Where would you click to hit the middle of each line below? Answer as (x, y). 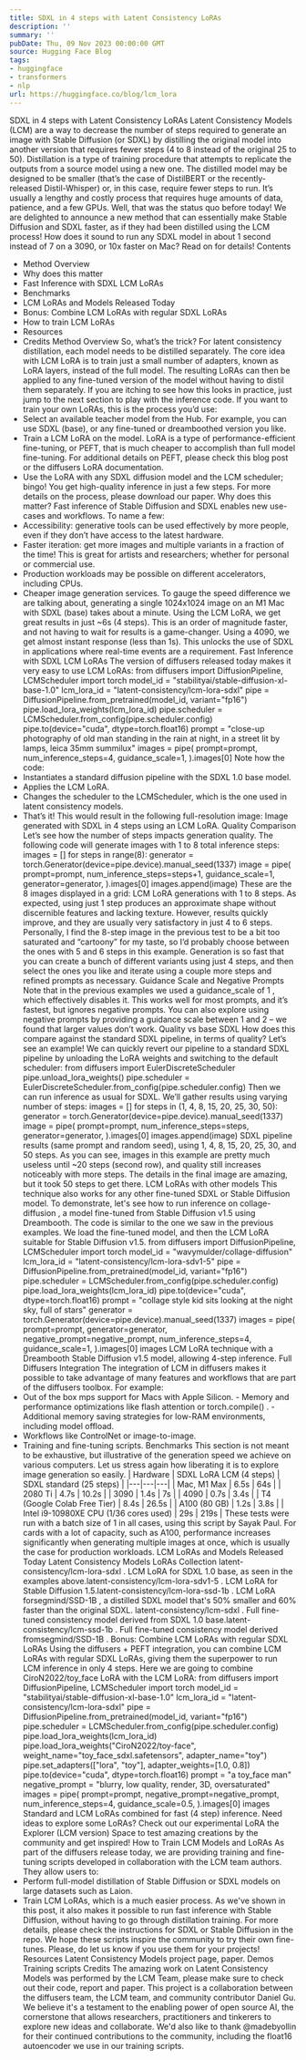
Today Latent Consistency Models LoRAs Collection (119, 1561)
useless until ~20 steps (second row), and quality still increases (142, 1164)
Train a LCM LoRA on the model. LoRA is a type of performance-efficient (159, 438)
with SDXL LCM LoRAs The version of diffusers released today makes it (157, 661)
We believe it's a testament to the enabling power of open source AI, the (158, 2007)
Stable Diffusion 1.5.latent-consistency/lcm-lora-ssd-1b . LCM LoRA (149, 1591)
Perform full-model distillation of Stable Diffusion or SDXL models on (151, 1881)
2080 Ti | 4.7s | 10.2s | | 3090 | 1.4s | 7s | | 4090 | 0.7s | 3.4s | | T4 (147, 1493)
